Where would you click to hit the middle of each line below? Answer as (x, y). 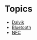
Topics (18, 9)
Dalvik (18, 22)
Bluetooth (21, 27)
